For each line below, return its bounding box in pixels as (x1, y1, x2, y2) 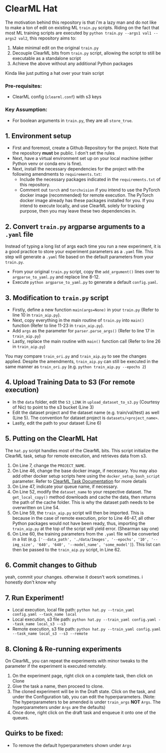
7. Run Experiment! (5, 593, 64, 602)
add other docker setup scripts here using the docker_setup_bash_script (12, 473, 160, 479)
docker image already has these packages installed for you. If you (19, 198, 154, 204)
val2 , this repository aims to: (18, 35, 77, 41)
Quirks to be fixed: (5, 729, 63, 738)
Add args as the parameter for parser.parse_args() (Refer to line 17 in (12, 327, 155, 333)
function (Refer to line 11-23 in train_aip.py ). (12, 323, 104, 328)
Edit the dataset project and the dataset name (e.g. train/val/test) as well (12, 409, 160, 415)
